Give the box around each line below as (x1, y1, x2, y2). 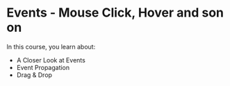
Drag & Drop (16, 71, 53, 79)
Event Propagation (16, 63, 70, 71)
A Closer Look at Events (16, 55, 86, 64)
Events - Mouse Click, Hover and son (6, 5, 224, 21)
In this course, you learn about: (6, 42, 96, 51)
